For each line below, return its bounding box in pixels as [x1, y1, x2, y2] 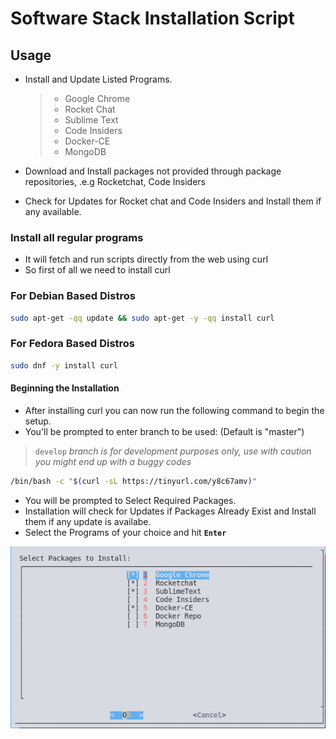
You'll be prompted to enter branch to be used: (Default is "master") [24, 425, 305, 437]
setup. [24, 415, 52, 427]
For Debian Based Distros [10, 289, 136, 303]
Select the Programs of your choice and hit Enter [24, 526, 227, 538]
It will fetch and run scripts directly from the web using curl [24, 253, 269, 266]
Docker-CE [64, 135, 111, 147]
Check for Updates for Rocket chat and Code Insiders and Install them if [24, 195, 322, 207]
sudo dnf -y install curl [10, 360, 118, 371]
